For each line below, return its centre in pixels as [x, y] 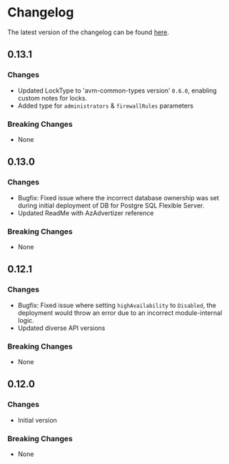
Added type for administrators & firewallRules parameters [106, 105]
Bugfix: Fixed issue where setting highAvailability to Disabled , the [117, 305]
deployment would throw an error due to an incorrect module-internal [120, 313]
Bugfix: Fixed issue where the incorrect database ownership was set [118, 197]
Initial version [37, 420]
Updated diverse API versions [61, 328]
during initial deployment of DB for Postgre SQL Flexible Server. [111, 205]
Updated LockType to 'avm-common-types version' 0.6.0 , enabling [117, 91]
